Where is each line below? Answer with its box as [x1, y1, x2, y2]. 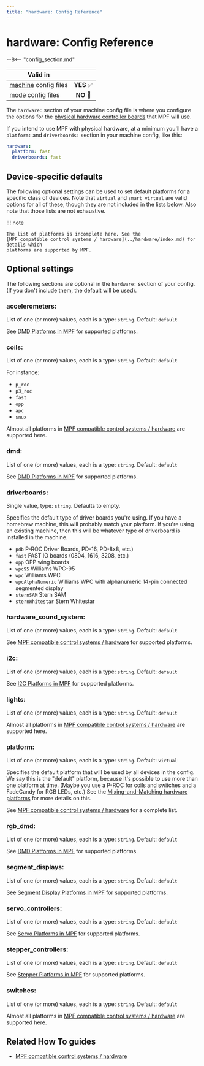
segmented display [15, 585, 64, 592]
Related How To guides [6, 1037, 96, 1047]
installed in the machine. [6, 534, 68, 540]
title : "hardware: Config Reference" [6, 9, 103, 15]
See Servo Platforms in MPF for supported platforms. [6, 930, 140, 937]
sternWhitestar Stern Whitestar [15, 597, 95, 605]
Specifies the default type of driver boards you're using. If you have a [6, 514, 182, 521]
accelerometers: [6, 302, 57, 310]
